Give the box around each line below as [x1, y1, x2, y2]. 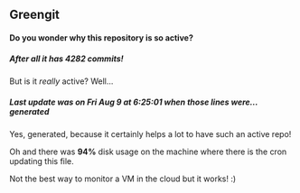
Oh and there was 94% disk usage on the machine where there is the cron [9, 146, 287, 157]
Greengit [9, 7, 61, 23]
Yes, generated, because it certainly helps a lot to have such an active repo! [9, 128, 292, 139]
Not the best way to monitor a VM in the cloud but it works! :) [9, 173, 237, 184]
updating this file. [9, 155, 74, 166]
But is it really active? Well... [9, 76, 114, 87]
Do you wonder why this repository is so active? [9, 32, 194, 43]
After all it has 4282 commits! [9, 53, 124, 64]
